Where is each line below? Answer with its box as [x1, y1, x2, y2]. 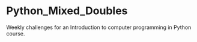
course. [6, 30, 25, 37]
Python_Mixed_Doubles [6, 4, 128, 18]
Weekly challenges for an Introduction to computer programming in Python [6, 24, 192, 31]
